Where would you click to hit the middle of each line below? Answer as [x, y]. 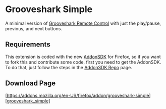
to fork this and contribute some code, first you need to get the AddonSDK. [83, 62]
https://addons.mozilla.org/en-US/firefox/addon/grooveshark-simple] [79, 95]
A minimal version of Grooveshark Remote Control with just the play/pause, [83, 23]
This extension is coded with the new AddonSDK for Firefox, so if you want [83, 57]
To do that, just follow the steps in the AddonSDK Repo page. [69, 67]
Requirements [28, 45]
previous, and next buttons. [34, 28]
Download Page [31, 84]
